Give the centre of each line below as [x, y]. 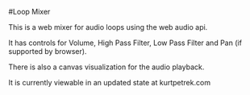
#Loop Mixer [29, 12]
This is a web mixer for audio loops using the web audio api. [108, 27]
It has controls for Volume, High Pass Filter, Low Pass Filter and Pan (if [125, 43]
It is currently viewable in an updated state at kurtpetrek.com [110, 83]
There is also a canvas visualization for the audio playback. [106, 67]
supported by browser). [48, 51]
